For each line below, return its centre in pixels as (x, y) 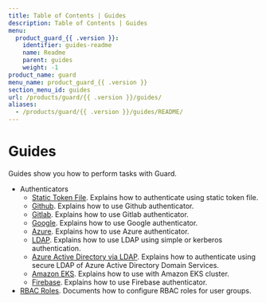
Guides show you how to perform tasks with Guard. (93, 173)
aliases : (23, 104)
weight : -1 (41, 68)
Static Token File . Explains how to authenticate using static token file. (145, 197)
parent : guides (48, 61)
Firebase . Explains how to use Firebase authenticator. (119, 282)
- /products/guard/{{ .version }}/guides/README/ (99, 112)
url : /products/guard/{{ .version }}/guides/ (85, 97)
